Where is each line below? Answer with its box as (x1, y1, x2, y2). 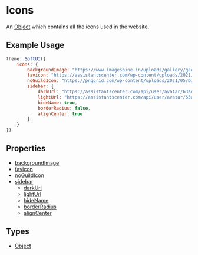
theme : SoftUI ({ (6, 55, 46, 62)
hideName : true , (37, 100, 78, 106)
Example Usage (6, 40, 65, 50)
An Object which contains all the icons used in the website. (6, 23, 149, 30)
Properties (6, 143, 46, 153)
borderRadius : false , (37, 105, 91, 111)
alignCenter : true (37, 110, 83, 117)
